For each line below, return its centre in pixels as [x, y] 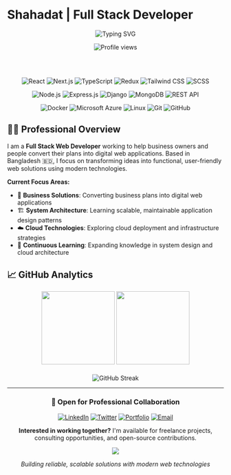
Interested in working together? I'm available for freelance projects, [115, 430]
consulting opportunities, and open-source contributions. [115, 438]
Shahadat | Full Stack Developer [100, 15]
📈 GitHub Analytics [50, 275]
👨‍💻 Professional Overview [64, 130]
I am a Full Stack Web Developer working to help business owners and [108, 146]
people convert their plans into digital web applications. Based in [99, 153]
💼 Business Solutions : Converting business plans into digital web [110, 195]
